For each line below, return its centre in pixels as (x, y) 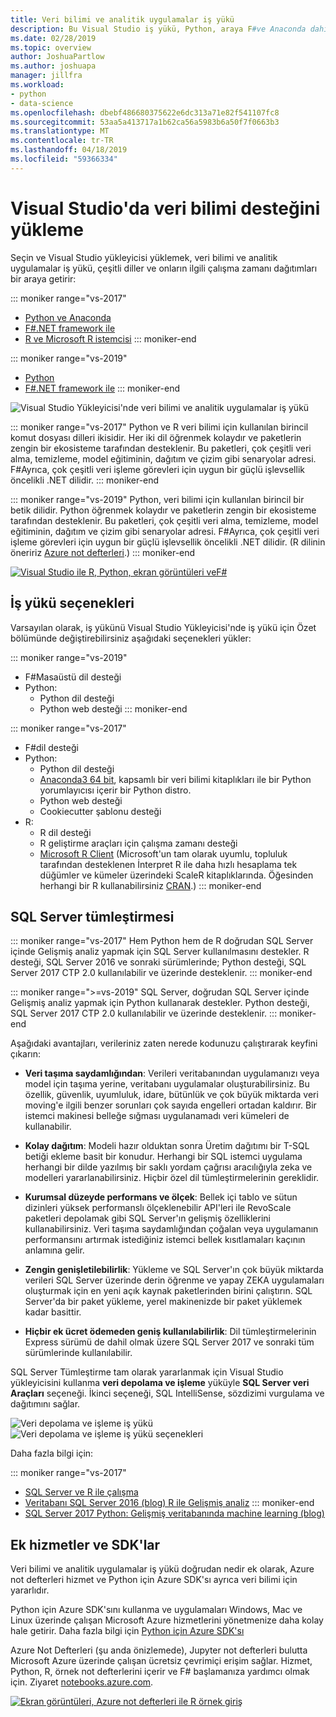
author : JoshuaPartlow (57, 57)
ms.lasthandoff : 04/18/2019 (69, 150)
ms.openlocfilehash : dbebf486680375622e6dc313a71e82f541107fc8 (145, 112)
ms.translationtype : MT (60, 131)
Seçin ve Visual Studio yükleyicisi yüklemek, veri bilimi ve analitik (144, 257)
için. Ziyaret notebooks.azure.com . (82, 1682)
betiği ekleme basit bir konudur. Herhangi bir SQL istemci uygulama (163, 1157)
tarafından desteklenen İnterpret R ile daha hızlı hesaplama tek (168, 864)
